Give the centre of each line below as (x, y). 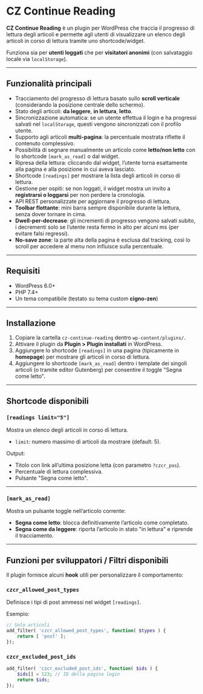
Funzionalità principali (49, 84)
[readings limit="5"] (38, 417)
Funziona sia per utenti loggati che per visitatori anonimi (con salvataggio (99, 52)
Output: (16, 454)
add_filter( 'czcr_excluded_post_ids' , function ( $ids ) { (82, 669)
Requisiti (23, 271)
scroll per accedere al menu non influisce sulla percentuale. (89, 246)
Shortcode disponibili (47, 401)
